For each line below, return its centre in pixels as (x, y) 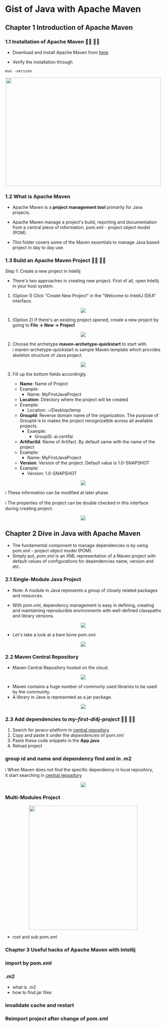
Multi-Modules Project (33, 798)
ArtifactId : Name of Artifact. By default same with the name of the (87, 442)
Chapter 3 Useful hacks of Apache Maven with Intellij (70, 950)
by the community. (31, 691)
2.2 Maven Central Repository (42, 657)
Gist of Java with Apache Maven (73, 9)
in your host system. (33, 286)
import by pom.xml (28, 963)
